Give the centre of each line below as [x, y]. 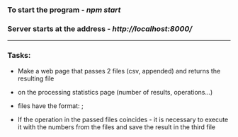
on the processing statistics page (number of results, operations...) [115, 92]
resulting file [36, 78]
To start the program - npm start [64, 10]
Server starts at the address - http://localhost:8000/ [100, 28]
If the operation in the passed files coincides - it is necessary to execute [123, 119]
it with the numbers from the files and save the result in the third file [117, 127]
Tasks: [19, 56]
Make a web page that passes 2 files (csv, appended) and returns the [119, 71]
